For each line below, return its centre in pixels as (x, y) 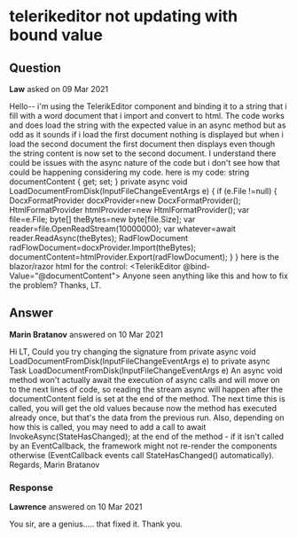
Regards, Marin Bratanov (55, 464)
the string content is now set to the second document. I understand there (143, 153)
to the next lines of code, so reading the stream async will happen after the (146, 389)
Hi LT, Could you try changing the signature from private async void (133, 351)
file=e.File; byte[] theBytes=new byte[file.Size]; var (102, 219)
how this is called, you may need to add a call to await (108, 426)
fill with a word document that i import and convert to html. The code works (147, 116)
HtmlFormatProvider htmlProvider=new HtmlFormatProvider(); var (129, 210)
